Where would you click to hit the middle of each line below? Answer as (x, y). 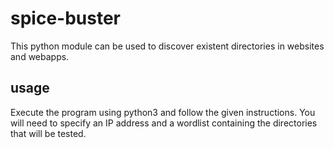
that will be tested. (48, 133)
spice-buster (65, 18)
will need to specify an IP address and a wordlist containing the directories (164, 123)
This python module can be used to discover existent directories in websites (167, 46)
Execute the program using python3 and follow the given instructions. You (163, 112)
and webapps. (40, 56)
